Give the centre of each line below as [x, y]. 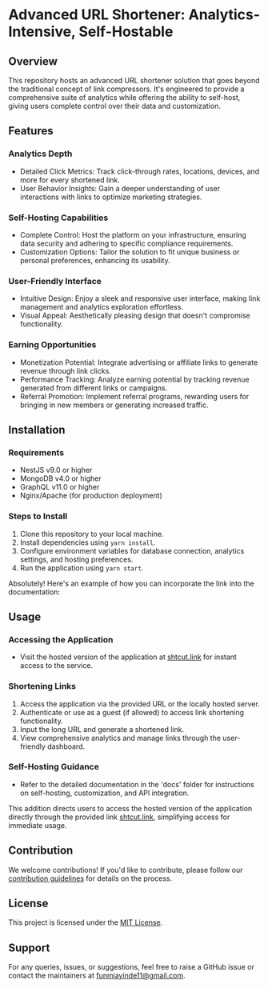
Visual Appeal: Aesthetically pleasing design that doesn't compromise [135, 316]
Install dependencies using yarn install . [88, 542]
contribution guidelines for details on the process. [90, 878]
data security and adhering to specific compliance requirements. [126, 243]
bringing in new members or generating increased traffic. [114, 405]
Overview [33, 61]
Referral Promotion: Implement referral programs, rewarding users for [134, 396]
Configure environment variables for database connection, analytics [132, 550]
